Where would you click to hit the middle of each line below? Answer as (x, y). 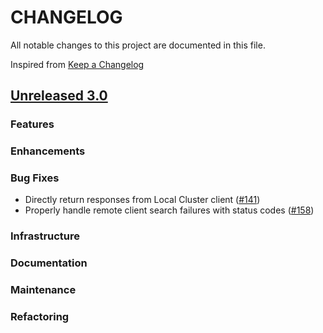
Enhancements (48, 151)
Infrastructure (45, 236)
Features (32, 124)
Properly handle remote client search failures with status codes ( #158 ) (169, 210)
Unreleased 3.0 (59, 96)
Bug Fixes (35, 178)
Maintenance (43, 290)
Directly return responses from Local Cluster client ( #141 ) (142, 200)
